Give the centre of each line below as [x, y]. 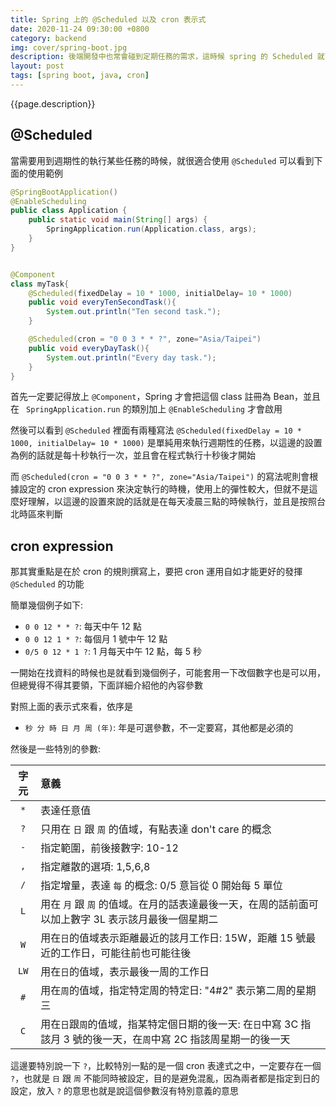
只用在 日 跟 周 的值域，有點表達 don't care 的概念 [156, 829]
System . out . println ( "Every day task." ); [131, 357]
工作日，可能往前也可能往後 [126, 953]
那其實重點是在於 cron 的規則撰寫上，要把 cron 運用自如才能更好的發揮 [156, 572]
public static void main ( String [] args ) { [118, 220]
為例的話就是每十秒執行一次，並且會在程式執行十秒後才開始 [133, 455]
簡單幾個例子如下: [47, 605]
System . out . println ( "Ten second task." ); [134, 312]
